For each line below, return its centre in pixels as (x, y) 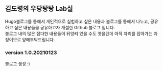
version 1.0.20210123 (31, 53)
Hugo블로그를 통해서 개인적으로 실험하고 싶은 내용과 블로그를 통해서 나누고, (77, 21)
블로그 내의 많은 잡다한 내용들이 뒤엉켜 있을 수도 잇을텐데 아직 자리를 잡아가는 (79, 34)
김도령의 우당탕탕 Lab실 (39, 9)
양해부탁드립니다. (38, 39)
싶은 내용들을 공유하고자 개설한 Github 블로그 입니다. (64, 27)
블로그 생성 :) (18, 64)
